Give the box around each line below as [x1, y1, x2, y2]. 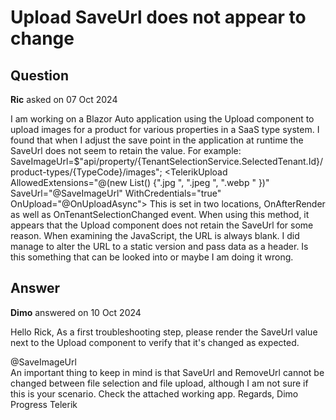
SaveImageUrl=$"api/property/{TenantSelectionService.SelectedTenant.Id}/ [10, 156, 323, 167]
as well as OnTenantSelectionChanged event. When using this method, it [10, 209, 310, 220]
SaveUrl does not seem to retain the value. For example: [10, 145, 242, 156]
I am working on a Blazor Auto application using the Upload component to [10, 113, 315, 125]
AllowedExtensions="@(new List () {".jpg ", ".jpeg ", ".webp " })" [10, 177, 270, 188]
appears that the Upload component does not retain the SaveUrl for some [10, 219, 314, 231]
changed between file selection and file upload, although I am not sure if [10, 377, 309, 389]
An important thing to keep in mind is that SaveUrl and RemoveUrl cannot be [10, 366, 325, 378]
